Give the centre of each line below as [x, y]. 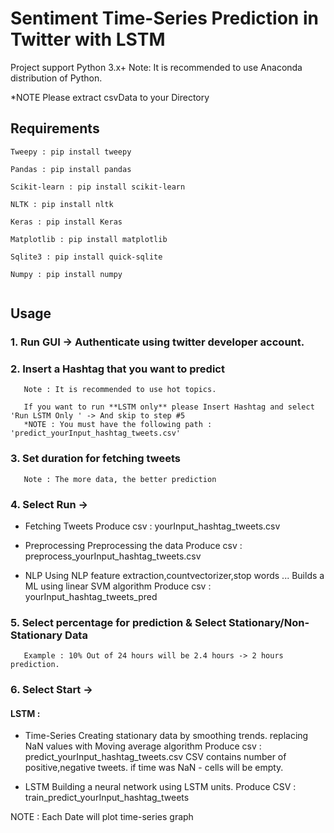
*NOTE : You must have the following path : [118, 425]
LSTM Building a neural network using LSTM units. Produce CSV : [160, 787]
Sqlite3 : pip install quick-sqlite [86, 257]
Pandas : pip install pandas [71, 169]
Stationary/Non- [269, 622]
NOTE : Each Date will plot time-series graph [102, 817]
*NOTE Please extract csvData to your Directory [110, 97]
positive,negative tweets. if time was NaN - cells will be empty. [154, 768]
